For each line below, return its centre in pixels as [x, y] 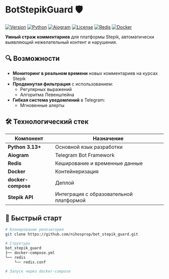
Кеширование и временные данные [99, 163]
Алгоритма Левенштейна [47, 95]
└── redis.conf [30, 262]
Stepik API [21, 197]
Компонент [29, 138]
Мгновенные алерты [42, 105]
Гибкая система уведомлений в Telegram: [59, 100]
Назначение [108, 138]
